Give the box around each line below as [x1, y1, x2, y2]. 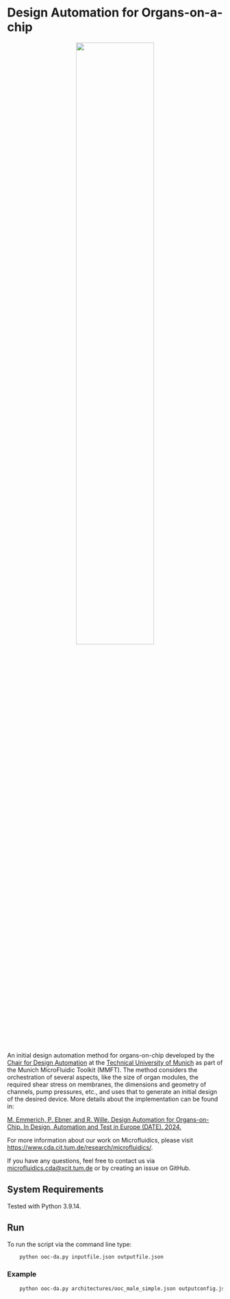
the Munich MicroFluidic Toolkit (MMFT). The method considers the [7, 1065, 198, 1074]
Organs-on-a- [141, 5, 223, 21]
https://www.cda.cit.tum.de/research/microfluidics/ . [7, 1143, 153, 1152]
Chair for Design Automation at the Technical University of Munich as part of [7, 1058, 223, 1066]
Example [7, 1270, 37, 1279]
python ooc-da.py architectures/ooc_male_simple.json [19, 1285, 176, 1292]
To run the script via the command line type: [7, 1240, 132, 1248]
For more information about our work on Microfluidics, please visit [7, 1136, 194, 1144]
